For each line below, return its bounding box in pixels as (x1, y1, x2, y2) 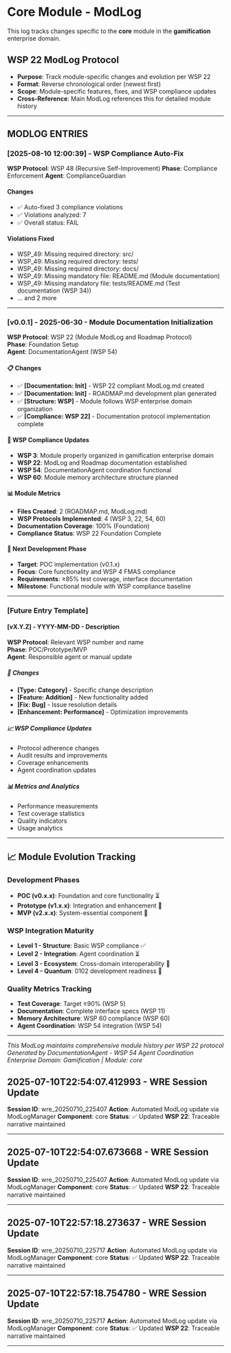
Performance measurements (16, 801, 98, 810)
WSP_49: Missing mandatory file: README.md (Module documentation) (16, 271, 220, 280)
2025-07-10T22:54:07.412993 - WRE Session (7, 1076, 208, 1088)
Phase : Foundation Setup (7, 340, 79, 348)
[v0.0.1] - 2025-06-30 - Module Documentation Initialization (7, 317, 213, 327)
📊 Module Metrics (7, 490, 61, 498)
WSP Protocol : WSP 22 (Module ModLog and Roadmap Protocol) (7, 333, 192, 342)
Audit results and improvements (16, 751, 108, 759)
